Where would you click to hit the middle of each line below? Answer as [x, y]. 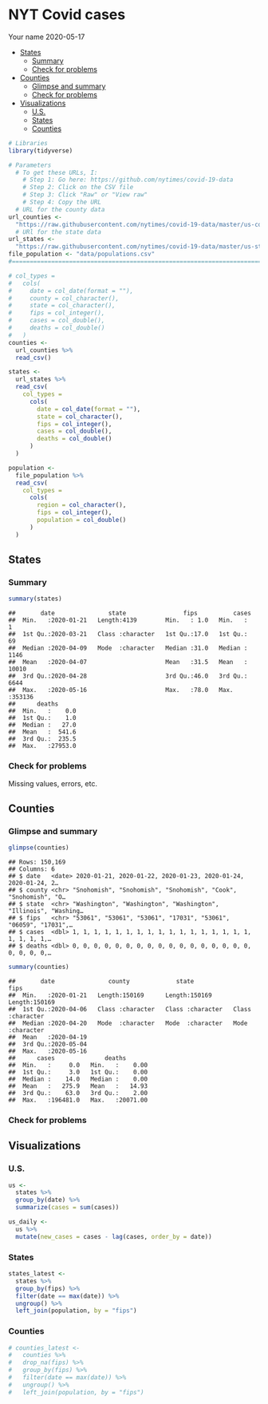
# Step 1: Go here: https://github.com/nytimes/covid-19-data [128, 180]
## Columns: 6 [32, 869]
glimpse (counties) [39, 848]
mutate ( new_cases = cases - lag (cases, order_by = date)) [114, 1236]
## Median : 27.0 [43, 725]
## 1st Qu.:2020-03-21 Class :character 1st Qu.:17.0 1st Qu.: [128, 635]
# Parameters [30, 165]
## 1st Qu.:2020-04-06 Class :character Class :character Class [130, 1009]
